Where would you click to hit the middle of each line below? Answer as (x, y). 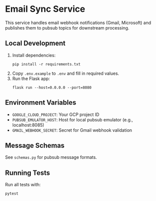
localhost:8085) (28, 125)
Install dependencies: (34, 55)
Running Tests (27, 173)
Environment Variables (41, 102)
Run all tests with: (23, 185)
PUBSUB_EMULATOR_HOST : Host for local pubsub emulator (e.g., (73, 119)
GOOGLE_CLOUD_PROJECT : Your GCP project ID (56, 115)
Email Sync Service (45, 9)
